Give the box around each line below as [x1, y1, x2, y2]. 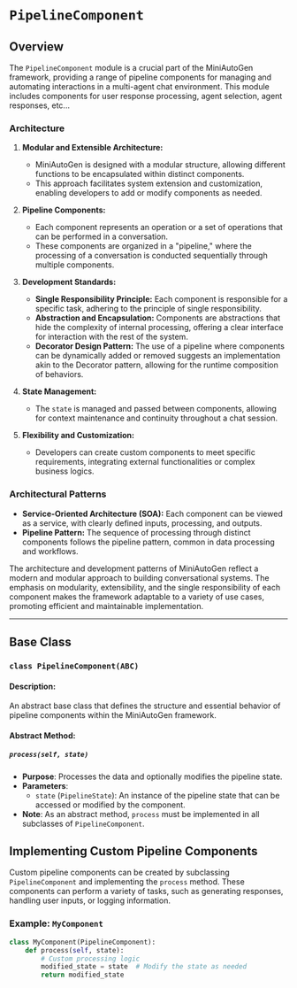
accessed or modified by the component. [34, 799, 186, 810]
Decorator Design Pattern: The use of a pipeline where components [34, 341, 286, 351]
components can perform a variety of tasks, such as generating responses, [9, 886, 284, 897]
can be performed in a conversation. [34, 231, 169, 242]
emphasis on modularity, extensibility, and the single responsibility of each [9, 582, 281, 592]
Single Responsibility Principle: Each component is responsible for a [34, 294, 288, 305]
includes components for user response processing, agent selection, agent [9, 91, 283, 101]
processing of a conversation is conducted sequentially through [34, 251, 268, 261]
